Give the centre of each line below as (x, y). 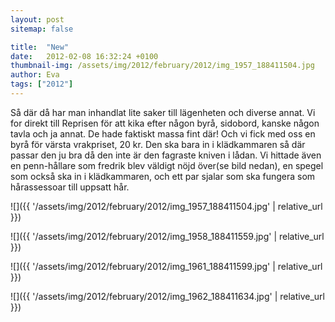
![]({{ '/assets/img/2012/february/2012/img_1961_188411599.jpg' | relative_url (166, 266)
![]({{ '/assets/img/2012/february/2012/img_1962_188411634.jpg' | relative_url (167, 296)
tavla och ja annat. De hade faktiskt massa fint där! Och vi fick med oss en (163, 133)
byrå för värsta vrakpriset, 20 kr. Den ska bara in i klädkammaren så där (158, 144)
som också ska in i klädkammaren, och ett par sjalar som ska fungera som (163, 176)
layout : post (37, 19)
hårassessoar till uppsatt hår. (70, 187)
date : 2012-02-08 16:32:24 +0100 (84, 56)
